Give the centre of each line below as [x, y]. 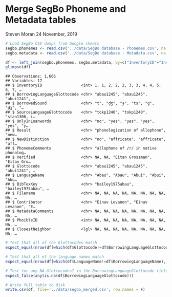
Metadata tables [41, 20]
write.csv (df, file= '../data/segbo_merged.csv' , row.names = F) [75, 290]
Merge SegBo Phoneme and [66, 9]
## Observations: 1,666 [31, 77]
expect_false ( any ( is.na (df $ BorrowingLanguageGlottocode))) [70, 275]
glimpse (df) [18, 67]
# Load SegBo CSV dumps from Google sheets [52, 43]
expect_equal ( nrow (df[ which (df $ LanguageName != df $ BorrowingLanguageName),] [87, 262]
